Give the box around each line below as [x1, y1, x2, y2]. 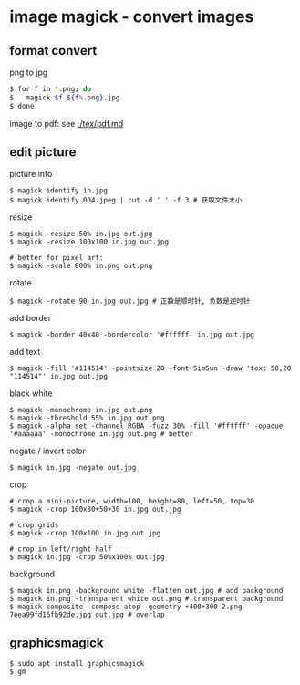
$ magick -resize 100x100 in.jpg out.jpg [9, 237, 170, 247]
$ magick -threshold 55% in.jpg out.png [9, 413, 166, 423]
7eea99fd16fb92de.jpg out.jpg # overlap [9, 610, 166, 619]
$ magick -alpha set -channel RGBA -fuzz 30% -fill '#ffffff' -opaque [9, 421, 284, 431]
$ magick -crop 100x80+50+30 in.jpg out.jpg [9, 504, 181, 514]
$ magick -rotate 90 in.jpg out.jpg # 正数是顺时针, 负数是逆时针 [9, 296, 251, 306]
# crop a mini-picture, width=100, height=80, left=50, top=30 [9, 497, 255, 506]
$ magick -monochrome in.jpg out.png [9, 406, 153, 415]
